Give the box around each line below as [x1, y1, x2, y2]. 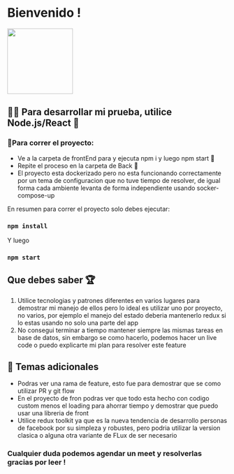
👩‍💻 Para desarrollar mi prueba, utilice [7, 106, 173, 118]
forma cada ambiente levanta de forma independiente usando [17, 184, 196, 192]
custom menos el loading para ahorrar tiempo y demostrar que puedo [17, 401, 219, 410]
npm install [7, 222, 48, 230]
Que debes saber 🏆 [7, 274, 96, 286]
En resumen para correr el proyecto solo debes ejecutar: [7, 205, 170, 213]
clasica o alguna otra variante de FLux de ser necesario [17, 431, 177, 440]
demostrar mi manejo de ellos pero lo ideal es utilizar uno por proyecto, [17, 304, 223, 312]
